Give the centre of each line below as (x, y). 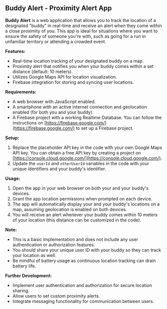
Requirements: (21, 91)
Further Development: (29, 275)
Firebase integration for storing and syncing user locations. (73, 82)
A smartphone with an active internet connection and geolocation (80, 106)
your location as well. (34, 255)
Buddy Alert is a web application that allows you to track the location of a (81, 20)
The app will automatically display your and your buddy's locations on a (86, 204)
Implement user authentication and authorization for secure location (82, 285)
